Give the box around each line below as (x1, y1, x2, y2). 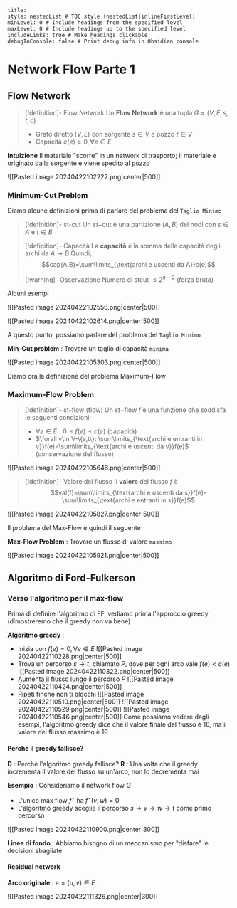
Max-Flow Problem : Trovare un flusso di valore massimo (7, 537, 172, 546)
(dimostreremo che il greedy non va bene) (7, 616, 131, 625)
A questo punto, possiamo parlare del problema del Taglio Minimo (7, 330, 201, 339)
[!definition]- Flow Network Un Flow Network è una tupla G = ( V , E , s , (24, 109, 228, 117)
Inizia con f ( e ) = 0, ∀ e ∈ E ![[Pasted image (17, 644, 143, 653)
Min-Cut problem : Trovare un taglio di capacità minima (7, 344, 169, 352)
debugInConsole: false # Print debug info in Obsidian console (7, 38, 199, 45)
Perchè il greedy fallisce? (7, 744, 84, 752)
